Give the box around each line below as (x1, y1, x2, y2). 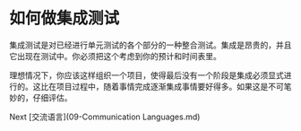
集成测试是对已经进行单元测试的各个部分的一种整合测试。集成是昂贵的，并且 (9, 39, 292, 50)
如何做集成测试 (9, 8, 120, 29)
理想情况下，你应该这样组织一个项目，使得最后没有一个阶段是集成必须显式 (9, 69, 284, 81)
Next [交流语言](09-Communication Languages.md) (9, 111, 201, 122)
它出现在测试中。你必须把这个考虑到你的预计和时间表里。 (9, 50, 221, 61)
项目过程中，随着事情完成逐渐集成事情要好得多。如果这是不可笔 (56, 81, 292, 92)
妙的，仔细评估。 (9, 92, 73, 103)
